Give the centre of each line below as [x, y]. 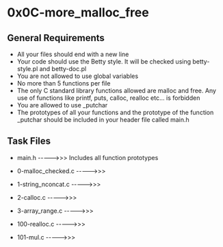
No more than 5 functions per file [64, 83]
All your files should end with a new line [73, 54]
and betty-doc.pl [63, 69]
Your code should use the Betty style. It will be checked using [104, 62]
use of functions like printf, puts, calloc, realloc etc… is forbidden [108, 98]
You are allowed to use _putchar [62, 105]
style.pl [27, 69]
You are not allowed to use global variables [78, 76]
